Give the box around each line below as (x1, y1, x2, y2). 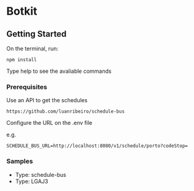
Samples (6, 157, 33, 166)
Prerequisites (6, 83, 47, 91)
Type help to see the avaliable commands (6, 67, 112, 75)
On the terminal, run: (6, 45, 58, 52)
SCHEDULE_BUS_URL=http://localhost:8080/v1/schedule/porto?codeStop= (6, 143, 188, 149)
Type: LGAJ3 (15, 178, 49, 185)
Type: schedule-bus (15, 171, 66, 178)
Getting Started (6, 29, 67, 39)
